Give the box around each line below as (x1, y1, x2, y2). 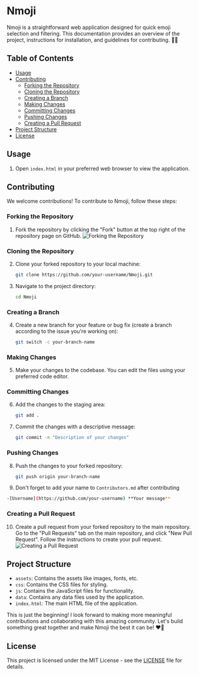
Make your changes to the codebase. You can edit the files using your (15, 367, 186, 374)
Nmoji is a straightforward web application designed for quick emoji (6, 24, 171, 31)
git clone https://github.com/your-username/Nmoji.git (15, 272, 153, 277)
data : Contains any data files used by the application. (15, 593, 144, 601)
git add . (15, 412, 40, 418)
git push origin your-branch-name (15, 473, 100, 480)
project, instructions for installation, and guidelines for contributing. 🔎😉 (6, 36, 179, 43)
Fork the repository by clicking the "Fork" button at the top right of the (15, 226, 186, 233)
